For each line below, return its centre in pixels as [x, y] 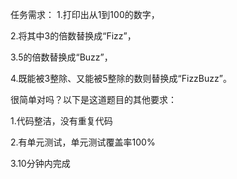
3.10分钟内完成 [40, 163]
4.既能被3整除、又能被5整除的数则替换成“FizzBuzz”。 [121, 78]
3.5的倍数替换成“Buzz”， [61, 57]
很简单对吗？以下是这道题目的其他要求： [93, 99]
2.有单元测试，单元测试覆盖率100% [83, 142]
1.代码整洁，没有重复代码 [61, 121]
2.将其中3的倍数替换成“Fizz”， [73, 36]
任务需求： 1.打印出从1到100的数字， [85, 14]
